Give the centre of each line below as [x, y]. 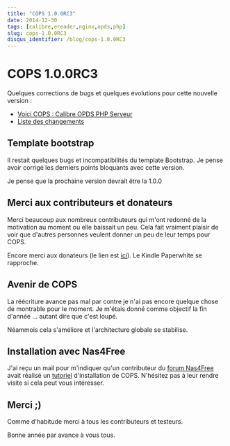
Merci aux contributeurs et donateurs [90, 203]
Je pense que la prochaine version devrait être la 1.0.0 [84, 181]
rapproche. [23, 262]
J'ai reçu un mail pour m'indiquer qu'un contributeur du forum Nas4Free [110, 368]
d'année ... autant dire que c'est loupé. [63, 316]
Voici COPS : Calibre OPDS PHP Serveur [75, 114]
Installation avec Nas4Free [66, 351]
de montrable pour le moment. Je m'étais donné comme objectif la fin [107, 309]
